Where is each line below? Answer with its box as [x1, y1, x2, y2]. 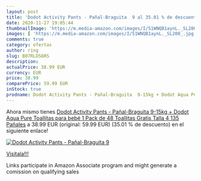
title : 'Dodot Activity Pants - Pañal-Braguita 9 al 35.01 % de [6, 14, 172, 20]
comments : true [6, 36, 44, 42]
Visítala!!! [6, 150, 29, 157]
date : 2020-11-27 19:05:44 [6, 20, 74, 26]
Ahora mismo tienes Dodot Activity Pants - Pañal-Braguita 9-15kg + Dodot [6, 108, 189, 115]
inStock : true [6, 86, 42, 92]
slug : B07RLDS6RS [6, 53, 50, 59]
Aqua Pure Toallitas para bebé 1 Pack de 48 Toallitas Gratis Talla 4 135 [6, 114, 179, 121]
